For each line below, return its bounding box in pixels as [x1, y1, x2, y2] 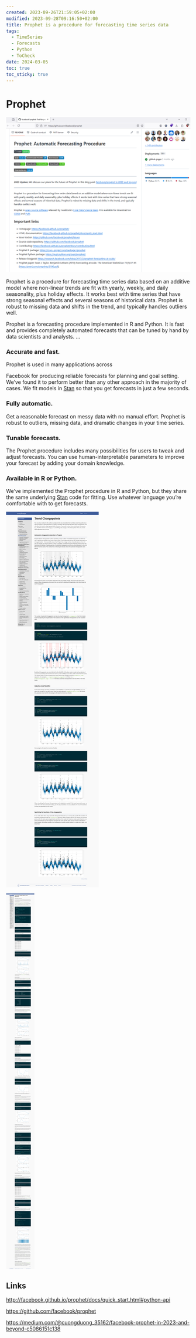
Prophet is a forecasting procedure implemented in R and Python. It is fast [6, 320, 184, 328]
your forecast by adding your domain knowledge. [6, 459, 125, 467]
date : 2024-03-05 [6, 59, 49, 65]
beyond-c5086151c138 [6, 1325, 61, 1332]
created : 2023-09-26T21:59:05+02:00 [6, 9, 95, 15]
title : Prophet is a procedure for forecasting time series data [6, 22, 169, 28]
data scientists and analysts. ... [6, 333, 81, 340]
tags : [6, 28, 19, 34]
